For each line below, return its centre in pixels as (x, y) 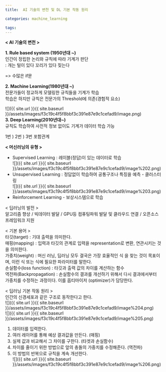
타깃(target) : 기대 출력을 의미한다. (38, 237)
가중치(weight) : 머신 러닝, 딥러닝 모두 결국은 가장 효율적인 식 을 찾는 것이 (76, 255)
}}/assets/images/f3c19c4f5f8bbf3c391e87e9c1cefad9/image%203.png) (86, 191)
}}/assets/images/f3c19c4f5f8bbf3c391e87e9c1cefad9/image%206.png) (86, 365)
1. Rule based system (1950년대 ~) (41, 53)
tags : (11, 28)
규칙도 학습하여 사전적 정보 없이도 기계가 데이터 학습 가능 (60, 126)
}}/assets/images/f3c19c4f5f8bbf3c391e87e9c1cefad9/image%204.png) (80, 308)
